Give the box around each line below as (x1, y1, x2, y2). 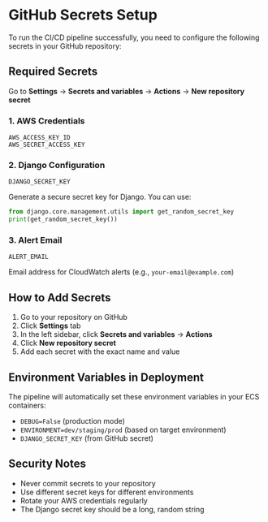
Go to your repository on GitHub (19, 313, 128, 322)
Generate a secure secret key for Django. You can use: (8, 192, 192, 202)
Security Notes (8, 457, 87, 471)
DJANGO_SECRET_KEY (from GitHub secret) (19, 434, 154, 443)
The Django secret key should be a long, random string (19, 504, 205, 514)
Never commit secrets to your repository (19, 478, 156, 488)
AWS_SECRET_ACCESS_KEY (8, 140, 85, 149)
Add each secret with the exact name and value (19, 347, 180, 356)
